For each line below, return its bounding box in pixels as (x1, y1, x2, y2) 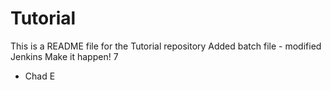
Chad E (24, 70, 56, 82)
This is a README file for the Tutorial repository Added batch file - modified (10, 40, 322, 52)
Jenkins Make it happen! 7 (10, 50, 119, 62)
